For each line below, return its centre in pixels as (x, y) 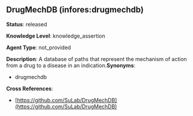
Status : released (27, 24)
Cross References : (30, 88)
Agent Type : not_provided (39, 47)
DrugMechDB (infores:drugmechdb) (75, 10)
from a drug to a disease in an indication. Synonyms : (71, 65)
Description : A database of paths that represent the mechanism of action (96, 59)
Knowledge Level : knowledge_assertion (56, 36)
